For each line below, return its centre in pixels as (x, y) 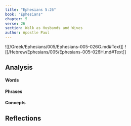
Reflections (23, 118)
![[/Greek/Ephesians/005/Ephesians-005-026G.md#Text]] (64, 47)
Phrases (14, 91)
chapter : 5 (16, 19)
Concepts (15, 103)
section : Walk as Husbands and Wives (44, 28)
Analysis (19, 67)
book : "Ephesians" (24, 14)
